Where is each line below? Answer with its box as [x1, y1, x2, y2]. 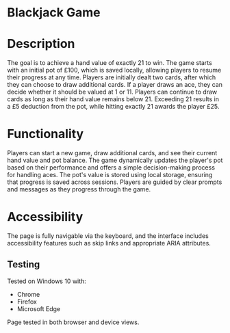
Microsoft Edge [16, 304, 61, 312]
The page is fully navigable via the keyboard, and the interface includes [7, 232, 209, 240]
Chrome [16, 290, 40, 298]
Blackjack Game [7, 5, 101, 21]
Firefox [16, 297, 38, 306]
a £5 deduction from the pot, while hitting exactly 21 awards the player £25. [7, 103, 220, 111]
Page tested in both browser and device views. [7, 318, 140, 326]
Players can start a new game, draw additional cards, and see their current [7, 149, 218, 157]
